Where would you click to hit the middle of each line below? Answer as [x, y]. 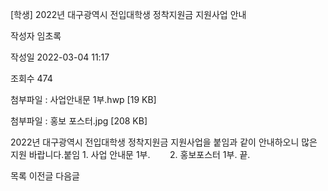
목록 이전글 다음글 [45, 176]
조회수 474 [31, 78]
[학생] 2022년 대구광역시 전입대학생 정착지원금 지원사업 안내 [128, 14]
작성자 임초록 [36, 36]
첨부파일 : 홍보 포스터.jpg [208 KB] [79, 121]
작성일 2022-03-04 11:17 [60, 57]
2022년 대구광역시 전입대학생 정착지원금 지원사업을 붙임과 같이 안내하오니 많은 [164, 142]
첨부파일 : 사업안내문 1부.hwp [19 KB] [83, 99]
